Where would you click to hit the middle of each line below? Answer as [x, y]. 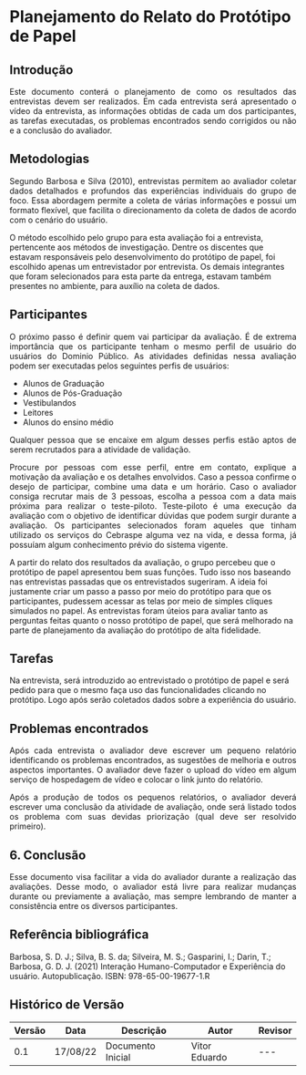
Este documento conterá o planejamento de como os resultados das [153, 92]
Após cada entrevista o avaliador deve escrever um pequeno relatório [153, 750]
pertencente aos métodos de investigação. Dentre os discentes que [137, 247]
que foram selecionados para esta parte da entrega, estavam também [140, 276]
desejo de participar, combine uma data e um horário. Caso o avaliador [153, 486]
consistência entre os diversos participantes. [94, 906]
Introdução [41, 70]
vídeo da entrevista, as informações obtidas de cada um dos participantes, [153, 111]
